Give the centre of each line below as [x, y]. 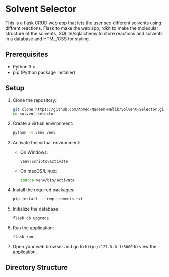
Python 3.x [24, 66]
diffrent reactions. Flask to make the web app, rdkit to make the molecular [82, 28]
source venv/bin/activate [47, 180]
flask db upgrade [31, 218]
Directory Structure [37, 267]
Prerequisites [27, 55]
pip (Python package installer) [44, 72]
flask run [23, 237]
